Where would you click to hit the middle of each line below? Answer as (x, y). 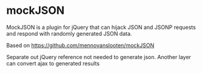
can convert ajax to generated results (53, 63)
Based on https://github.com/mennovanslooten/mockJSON (80, 45)
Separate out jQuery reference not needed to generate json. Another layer (99, 57)
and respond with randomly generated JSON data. (69, 33)
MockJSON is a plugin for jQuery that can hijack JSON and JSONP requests (101, 27)
